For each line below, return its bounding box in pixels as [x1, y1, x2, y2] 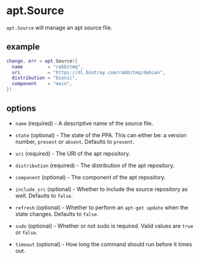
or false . [15, 228, 38, 236]
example [6, 42, 40, 52]
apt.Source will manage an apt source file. [6, 24, 113, 31]
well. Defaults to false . [15, 192, 73, 199]
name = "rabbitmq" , [12, 64, 84, 70]
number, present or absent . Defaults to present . [15, 138, 135, 145]
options [6, 103, 37, 114]
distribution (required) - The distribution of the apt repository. [15, 162, 175, 169]
